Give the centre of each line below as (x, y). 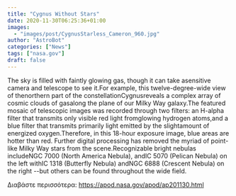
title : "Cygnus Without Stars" (54, 14)
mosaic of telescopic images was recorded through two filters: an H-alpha (116, 110)
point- (220, 141)
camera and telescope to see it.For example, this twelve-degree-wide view (117, 88)
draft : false (27, 60)
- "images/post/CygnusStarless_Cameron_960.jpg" (87, 34)
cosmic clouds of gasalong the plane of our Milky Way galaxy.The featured (117, 103)
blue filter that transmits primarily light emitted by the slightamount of (108, 126)
